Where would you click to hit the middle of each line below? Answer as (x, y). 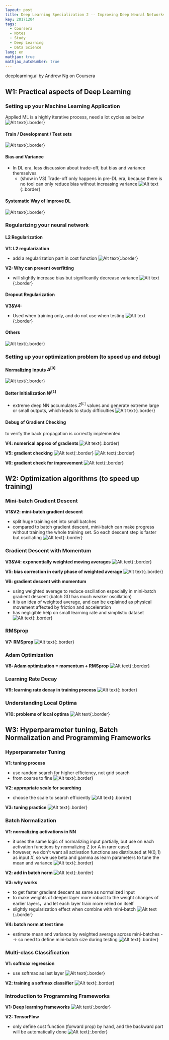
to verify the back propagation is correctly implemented (63, 433)
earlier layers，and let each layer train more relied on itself (73, 903)
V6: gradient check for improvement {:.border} (65, 463)
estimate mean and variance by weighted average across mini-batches (86, 934)
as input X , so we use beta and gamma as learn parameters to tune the (86, 857)
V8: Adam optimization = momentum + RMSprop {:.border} (77, 666)
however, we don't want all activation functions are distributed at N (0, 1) (87, 852)
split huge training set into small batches (54, 522)
